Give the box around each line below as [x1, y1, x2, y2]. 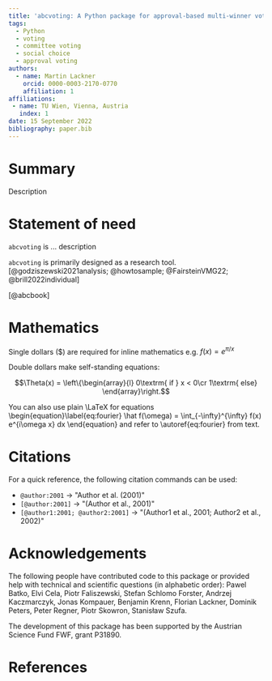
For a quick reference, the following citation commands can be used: [8, 475, 238, 484]
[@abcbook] [8, 290, 50, 300]
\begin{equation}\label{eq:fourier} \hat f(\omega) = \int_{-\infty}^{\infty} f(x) [8, 411, 261, 421]
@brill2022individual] [8, 275, 80, 284]
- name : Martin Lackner [15, 72, 96, 80]
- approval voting [15, 57, 79, 66]
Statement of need [8, 215, 136, 233]
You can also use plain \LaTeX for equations [8, 402, 155, 412]
